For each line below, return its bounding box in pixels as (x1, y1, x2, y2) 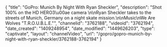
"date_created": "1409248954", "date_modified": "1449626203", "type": (5, 25, 155, 31)
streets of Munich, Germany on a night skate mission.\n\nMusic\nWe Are (5, 15, 155, 20)
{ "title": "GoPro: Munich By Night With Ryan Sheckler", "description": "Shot (5, 4, 162, 10)
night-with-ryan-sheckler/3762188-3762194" (5, 36, 99, 42)
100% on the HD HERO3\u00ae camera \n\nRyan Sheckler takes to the (5, 9, 152, 15)
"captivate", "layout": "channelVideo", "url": (5, 31, 96, 36)
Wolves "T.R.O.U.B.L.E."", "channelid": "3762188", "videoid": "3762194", (5, 20, 154, 26)
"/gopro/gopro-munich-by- (96, 31, 152, 36)
